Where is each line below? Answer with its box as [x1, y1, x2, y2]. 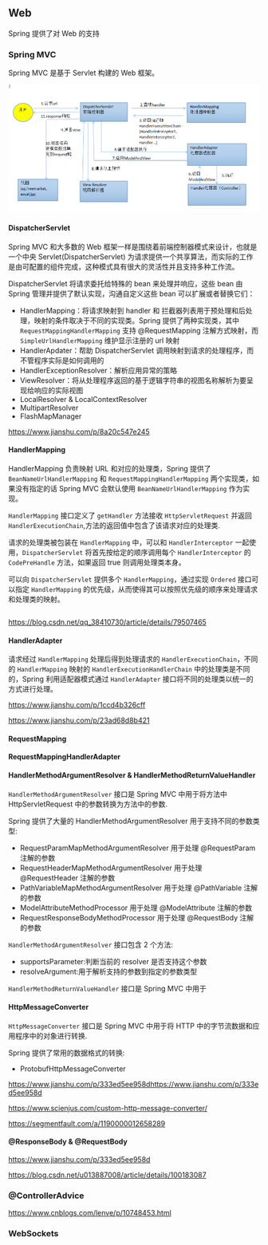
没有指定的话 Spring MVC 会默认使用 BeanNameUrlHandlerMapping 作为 [14, 484, 243, 494]
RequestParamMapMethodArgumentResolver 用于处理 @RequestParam [19, 843, 256, 853]
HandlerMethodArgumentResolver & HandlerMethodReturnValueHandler [8, 770, 256, 780]
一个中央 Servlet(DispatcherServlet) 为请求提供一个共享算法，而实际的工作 [8, 251, 254, 262]
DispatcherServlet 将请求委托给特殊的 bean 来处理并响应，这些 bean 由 [8, 278, 243, 288]
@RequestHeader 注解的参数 [19, 873, 116, 882]
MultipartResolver [19, 403, 79, 412]
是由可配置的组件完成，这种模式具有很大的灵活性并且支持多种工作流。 [8, 262, 239, 271]
